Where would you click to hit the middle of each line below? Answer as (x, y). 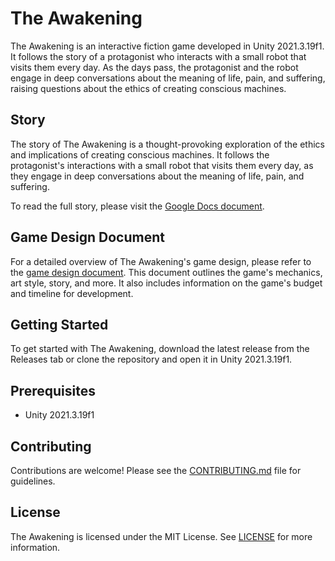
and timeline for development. (72, 293)
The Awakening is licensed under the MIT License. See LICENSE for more (161, 536)
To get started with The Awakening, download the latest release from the (160, 349)
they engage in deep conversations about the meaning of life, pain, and (157, 176)
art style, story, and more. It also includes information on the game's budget (166, 283)
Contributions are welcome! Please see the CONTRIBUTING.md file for (156, 470)
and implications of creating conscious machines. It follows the (140, 154)
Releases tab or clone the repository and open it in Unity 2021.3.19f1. (151, 359)
